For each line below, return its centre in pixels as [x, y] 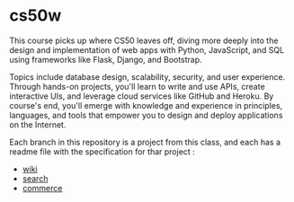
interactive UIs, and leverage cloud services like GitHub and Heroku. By [142, 96]
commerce [42, 188]
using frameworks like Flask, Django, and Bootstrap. [106, 59]
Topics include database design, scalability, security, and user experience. [147, 76]
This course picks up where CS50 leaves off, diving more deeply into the [144, 40]
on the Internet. [38, 124]
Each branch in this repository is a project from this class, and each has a [145, 142]
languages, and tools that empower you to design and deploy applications [146, 115]
